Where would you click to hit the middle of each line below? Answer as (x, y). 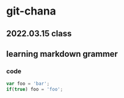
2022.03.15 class (39, 34)
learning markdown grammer (62, 54)
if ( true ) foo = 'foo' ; (35, 90)
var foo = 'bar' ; (28, 84)
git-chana (31, 11)
